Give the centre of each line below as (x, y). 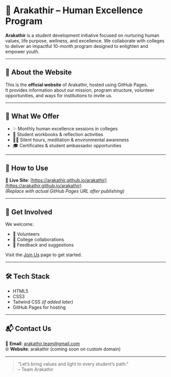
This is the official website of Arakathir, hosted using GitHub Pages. (77, 85)
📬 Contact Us (28, 329)
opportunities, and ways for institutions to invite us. (59, 95)
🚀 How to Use (27, 168)
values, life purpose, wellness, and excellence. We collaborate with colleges (85, 41)
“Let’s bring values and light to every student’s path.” (73, 364)
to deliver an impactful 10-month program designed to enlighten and (77, 46)
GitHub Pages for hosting (39, 307)
